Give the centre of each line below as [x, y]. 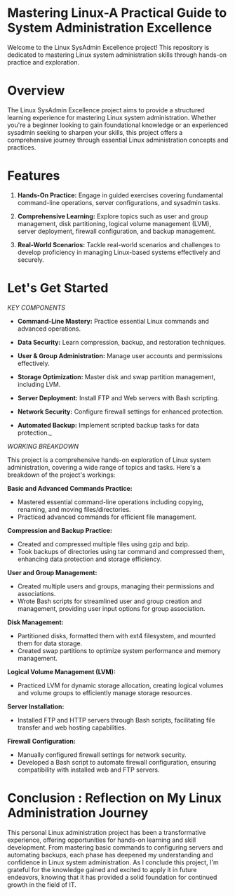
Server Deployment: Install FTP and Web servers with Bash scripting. [118, 397]
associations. [36, 593]
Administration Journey [78, 813]
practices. [22, 147]
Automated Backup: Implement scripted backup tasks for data [108, 425]
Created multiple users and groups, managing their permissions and [116, 586]
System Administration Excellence [110, 28]
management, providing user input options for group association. [111, 608]
